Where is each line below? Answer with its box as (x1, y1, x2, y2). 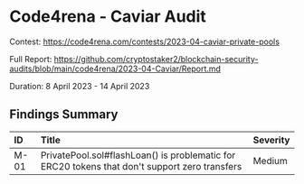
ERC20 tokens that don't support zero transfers (40, 160, 242, 172)
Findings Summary (9, 106, 119, 123)
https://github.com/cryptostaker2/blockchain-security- (53, 53, 259, 64)
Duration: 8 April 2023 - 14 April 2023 (9, 80, 150, 91)
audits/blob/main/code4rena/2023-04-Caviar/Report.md (9, 63, 222, 74)
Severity (252, 133, 290, 146)
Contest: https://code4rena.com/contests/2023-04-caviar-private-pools (9, 36, 280, 47)
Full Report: (9, 53, 52, 64)
